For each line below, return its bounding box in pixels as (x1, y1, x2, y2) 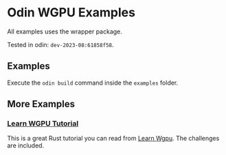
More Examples (7, 98, 76, 110)
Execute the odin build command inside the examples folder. (7, 79, 179, 87)
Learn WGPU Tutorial (7, 119, 79, 128)
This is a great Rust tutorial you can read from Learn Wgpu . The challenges (7, 135, 220, 143)
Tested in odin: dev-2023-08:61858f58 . (7, 40, 115, 48)
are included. (7, 141, 45, 150)
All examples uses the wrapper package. (7, 27, 122, 36)
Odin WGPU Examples (7, 5, 136, 20)
